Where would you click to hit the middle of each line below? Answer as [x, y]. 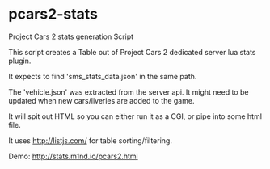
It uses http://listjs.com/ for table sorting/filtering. [90, 140]
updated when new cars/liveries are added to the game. [101, 100]
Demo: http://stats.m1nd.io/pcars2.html [74, 156]
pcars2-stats [53, 14]
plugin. [20, 61]
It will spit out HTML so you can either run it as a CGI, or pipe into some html [135, 116]
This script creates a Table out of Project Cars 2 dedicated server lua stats [132, 52]
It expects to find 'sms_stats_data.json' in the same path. [103, 76]
